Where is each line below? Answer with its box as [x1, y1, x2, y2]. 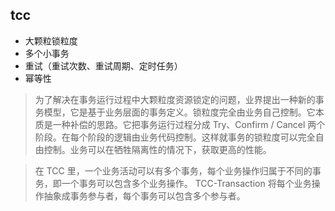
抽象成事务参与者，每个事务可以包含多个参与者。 [43, 189, 246, 202]
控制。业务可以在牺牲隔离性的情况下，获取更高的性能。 [43, 143, 272, 155]
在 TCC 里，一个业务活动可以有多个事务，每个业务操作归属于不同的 [34, 164, 313, 177]
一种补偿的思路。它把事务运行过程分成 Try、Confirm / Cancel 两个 [52, 118, 326, 130]
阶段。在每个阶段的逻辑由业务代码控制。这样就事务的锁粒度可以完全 [34, 131, 316, 143]
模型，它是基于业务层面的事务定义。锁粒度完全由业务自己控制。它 [43, 106, 316, 118]
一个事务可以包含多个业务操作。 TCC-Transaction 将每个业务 [61, 177, 312, 189]
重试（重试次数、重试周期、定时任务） [24, 59, 183, 72]
